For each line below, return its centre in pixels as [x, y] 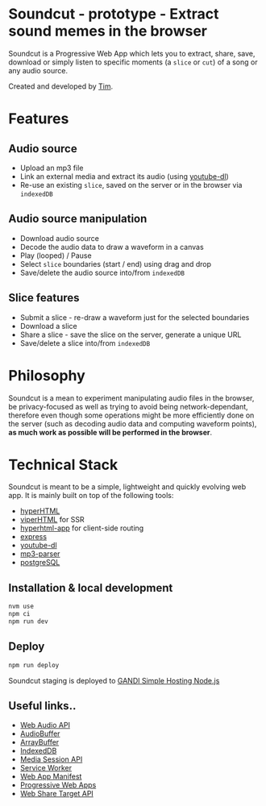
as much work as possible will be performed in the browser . [110, 432]
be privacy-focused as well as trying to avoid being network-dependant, [128, 406]
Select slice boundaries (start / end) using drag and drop [116, 264]
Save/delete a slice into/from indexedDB [85, 343]
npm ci [19, 614]
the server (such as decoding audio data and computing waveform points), [133, 423]
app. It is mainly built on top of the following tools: [91, 496]
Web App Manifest [51, 777]
